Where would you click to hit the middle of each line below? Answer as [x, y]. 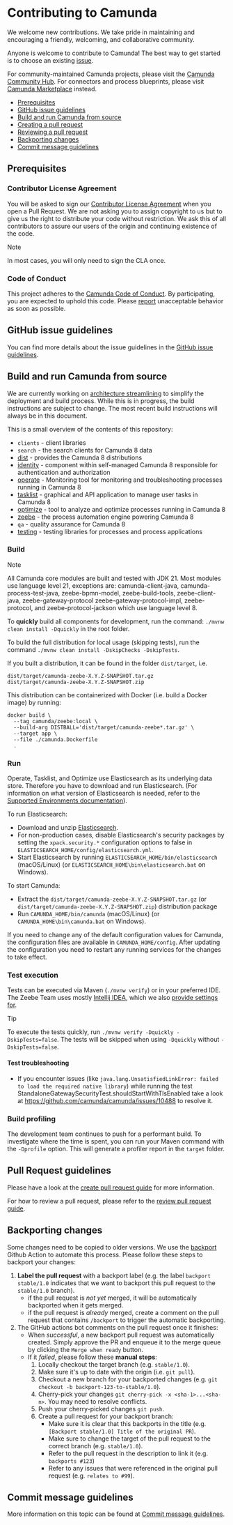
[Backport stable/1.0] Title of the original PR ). [122, 1431]
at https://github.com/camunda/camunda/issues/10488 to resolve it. [115, 1100]
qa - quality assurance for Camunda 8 [71, 524]
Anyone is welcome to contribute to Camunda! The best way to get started [114, 53]
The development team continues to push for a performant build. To [104, 1134]
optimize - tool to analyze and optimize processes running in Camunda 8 [121, 509]
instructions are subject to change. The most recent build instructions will [112, 408]
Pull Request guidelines [59, 1170]
